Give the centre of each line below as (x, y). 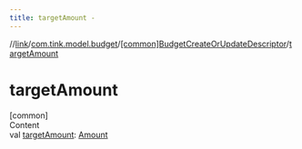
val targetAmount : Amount (59, 134)
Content (25, 124)
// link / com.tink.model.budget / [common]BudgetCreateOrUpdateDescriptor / (149, 44)
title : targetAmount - (52, 18)
